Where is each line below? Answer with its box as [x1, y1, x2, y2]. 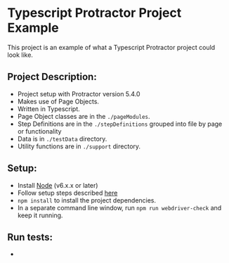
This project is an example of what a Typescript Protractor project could [7, 43, 216, 51]
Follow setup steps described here [17, 188, 118, 197]
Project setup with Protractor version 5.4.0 [17, 89, 140, 98]
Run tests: [7, 231, 53, 243]
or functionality [17, 127, 62, 135]
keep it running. [17, 211, 63, 219]
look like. [7, 51, 34, 59]
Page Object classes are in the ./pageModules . [17, 112, 150, 120]
